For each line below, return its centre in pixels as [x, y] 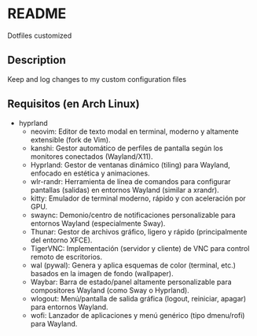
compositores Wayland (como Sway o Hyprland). [110, 290]
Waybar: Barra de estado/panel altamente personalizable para [131, 282]
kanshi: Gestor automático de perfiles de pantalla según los [127, 148]
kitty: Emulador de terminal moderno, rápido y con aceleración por [138, 198]
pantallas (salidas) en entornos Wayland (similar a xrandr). [125, 190]
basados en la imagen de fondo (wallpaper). [102, 273]
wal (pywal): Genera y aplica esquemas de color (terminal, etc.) [133, 265]
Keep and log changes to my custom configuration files [97, 79]
